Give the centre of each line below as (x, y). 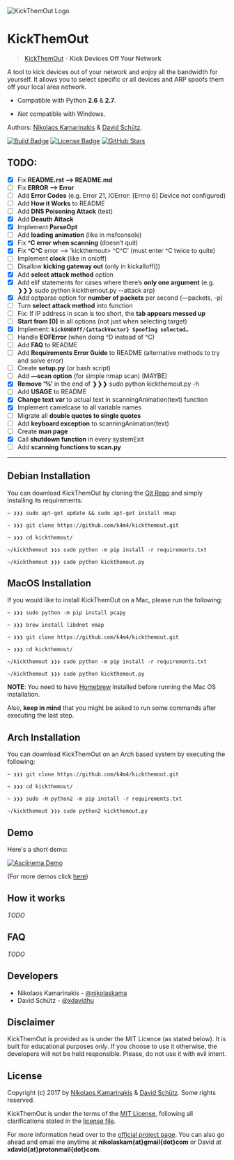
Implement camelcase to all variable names (79, 407)
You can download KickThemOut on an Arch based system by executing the (116, 754)
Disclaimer (31, 1022)
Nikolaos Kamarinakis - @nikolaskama (72, 993)
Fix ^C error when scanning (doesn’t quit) (78, 243)
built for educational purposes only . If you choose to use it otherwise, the (112, 1046)
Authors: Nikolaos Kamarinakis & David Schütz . (75, 127)
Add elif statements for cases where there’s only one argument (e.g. (116, 282)
